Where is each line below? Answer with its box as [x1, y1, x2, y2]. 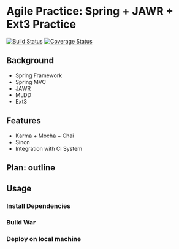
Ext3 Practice [6, 17, 77, 31]
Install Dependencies [6, 202, 71, 210]
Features [6, 115, 41, 126]
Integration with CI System [15, 145, 83, 152]
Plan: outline [6, 163, 56, 173]
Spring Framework [15, 72, 63, 79]
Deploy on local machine [6, 235, 82, 243]
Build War [6, 218, 36, 227]
